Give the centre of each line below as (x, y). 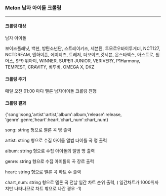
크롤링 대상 (16, 26)
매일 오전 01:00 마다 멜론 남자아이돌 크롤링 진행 (51, 91)
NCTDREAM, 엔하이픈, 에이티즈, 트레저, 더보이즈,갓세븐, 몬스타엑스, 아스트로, (80, 54)
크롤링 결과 (16, 103)
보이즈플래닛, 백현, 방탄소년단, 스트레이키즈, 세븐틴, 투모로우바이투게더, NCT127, (83, 48)
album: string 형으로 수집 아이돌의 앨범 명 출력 (50, 151)
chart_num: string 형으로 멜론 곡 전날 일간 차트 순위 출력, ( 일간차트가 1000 (78, 182)
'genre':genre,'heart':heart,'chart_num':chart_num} (57, 119)
